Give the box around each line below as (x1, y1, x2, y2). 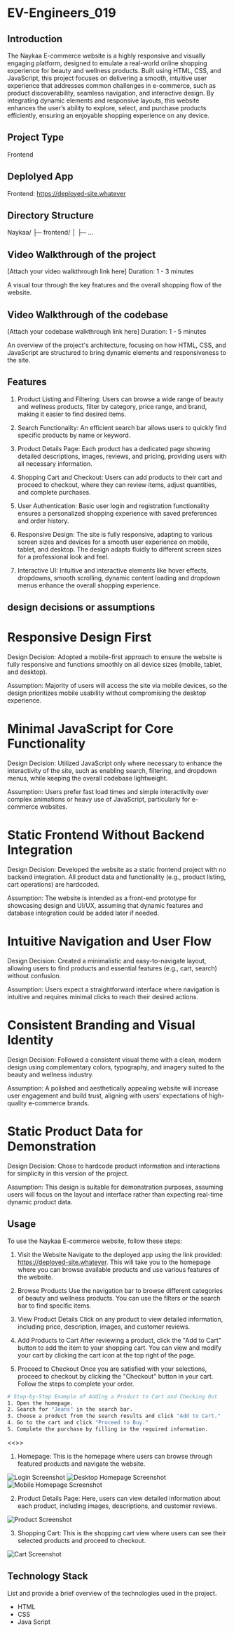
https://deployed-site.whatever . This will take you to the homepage (17, 1258, 212, 1266)
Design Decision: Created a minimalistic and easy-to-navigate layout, (7, 957, 207, 965)
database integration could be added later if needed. (7, 909, 159, 918)
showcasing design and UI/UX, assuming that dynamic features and (7, 902, 203, 910)
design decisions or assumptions (7, 601, 156, 613)
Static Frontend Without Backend (7, 827, 205, 843)
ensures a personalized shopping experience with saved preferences (17, 509, 217, 517)
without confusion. (7, 972, 62, 980)
